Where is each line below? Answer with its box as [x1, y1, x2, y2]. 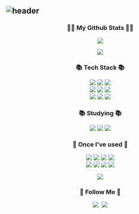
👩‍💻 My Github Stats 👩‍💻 [66, 24, 134, 32]
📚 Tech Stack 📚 [75, 63, 125, 71]
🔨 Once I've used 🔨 [72, 140, 128, 149]
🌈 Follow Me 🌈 [79, 188, 121, 196]
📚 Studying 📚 [78, 109, 122, 117]
